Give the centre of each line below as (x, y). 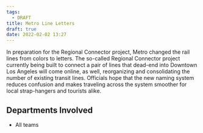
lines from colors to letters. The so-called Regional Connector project (93, 59)
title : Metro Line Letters (41, 23)
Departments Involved (50, 110)
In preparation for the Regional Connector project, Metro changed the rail (98, 52)
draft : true (21, 29)
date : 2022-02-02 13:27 (37, 35)
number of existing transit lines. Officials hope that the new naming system (100, 78)
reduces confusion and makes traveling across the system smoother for (97, 84)
